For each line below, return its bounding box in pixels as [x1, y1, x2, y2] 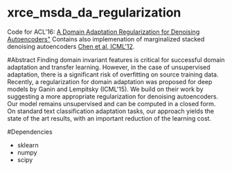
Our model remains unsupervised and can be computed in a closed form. [7, 99, 216, 108]
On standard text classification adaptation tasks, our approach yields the [7, 107, 215, 115]
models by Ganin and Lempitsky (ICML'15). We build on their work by [7, 85, 204, 93]
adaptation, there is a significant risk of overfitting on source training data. [7, 70, 219, 79]
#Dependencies [7, 128, 53, 136]
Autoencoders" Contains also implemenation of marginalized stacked [7, 34, 205, 43]
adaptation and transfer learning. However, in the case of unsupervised [7, 63, 211, 71]
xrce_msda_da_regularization [7, 5, 181, 21]
